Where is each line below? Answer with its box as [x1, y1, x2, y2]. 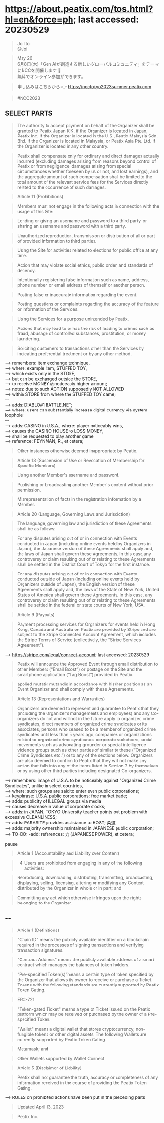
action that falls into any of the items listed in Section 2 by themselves [17, 763, 158, 768]
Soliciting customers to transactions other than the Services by [17, 345, 144, 351]
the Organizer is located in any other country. [17, 143, 109, 149]
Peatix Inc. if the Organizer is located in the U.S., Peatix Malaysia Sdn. [17, 133, 158, 138]
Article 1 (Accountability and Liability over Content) [17, 850, 120, 856]
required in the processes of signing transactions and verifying [17, 942, 144, 948]
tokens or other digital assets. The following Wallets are [35, 1031, 147, 1037]
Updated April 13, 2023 [17, 1104, 64, 1110]
